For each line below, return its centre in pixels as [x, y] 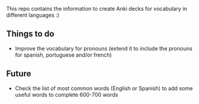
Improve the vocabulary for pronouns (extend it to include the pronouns [103, 48]
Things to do [30, 34]
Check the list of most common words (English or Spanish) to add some [104, 88]
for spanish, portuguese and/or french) [63, 55]
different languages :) [33, 15]
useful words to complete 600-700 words [66, 94]
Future [19, 74]
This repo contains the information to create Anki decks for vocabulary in [97, 9]
